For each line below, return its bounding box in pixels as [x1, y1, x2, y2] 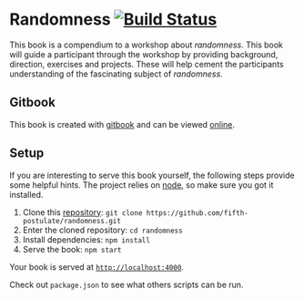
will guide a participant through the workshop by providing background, [9, 48, 279, 59]
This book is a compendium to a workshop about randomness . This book [9, 39, 284, 50]
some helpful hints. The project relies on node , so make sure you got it [9, 179, 274, 191]
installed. [9, 189, 44, 200]
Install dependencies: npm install [22, 233, 150, 245]
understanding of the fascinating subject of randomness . [9, 68, 223, 79]
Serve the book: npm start [22, 243, 122, 254]
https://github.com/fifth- [146, 208, 248, 218]
